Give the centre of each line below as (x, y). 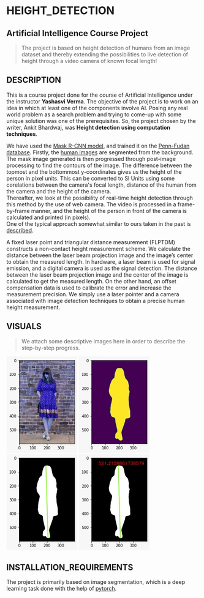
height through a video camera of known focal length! (89, 61)
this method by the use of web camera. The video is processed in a (91, 204)
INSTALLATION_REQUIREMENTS (70, 568)
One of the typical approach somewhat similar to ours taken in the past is (99, 223)
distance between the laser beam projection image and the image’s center (100, 255)
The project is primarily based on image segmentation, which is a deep (96, 582)
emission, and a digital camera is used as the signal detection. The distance (102, 268)
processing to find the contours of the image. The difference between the (99, 165)
